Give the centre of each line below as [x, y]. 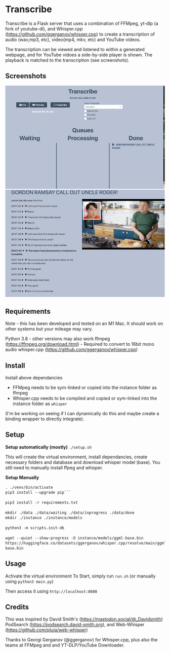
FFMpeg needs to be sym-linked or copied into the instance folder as [84, 387]
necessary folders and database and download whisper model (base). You [83, 462]
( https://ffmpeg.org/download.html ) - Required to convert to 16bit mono [80, 344]
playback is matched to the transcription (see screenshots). [67, 60]
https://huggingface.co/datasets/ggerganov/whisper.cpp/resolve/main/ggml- [87, 543]
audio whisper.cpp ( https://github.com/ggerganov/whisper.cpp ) [72, 350]
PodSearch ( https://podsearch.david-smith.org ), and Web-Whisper [75, 625]
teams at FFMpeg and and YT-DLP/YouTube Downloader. [65, 645]
